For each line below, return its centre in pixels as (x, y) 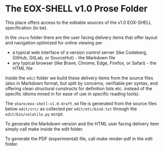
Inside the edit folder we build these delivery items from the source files (79, 78)
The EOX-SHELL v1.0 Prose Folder (76, 9)
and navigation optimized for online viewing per (54, 42)
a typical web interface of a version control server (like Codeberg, (80, 52)
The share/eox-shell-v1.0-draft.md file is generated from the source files (81, 103)
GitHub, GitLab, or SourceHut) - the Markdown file (64, 57)
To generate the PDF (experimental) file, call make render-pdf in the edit (79, 139)
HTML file (22, 68)
